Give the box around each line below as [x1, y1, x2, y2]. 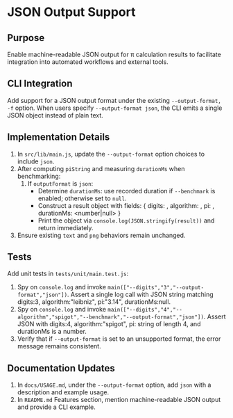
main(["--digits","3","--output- [107, 284, 205, 291]
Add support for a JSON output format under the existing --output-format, [7, 96, 222, 104]
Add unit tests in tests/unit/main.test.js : [7, 269, 129, 278]
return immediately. [37, 223, 94, 232]
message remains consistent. [17, 342, 102, 351]
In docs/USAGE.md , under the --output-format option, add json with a [17, 380, 212, 389]
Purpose [7, 32, 45, 44]
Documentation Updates [7, 362, 116, 374]
